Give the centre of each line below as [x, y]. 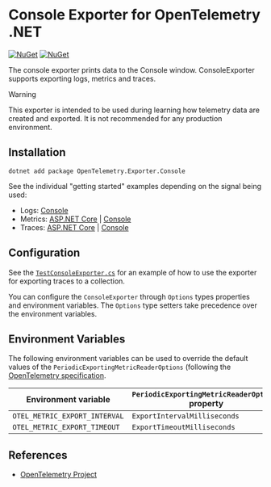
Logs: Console [44, 210]
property [206, 404]
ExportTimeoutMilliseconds [183, 427]
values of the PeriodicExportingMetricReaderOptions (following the [120, 367]
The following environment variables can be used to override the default [128, 359]
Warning [22, 94]
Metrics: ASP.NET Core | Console [75, 219]
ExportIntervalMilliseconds [186, 416]
